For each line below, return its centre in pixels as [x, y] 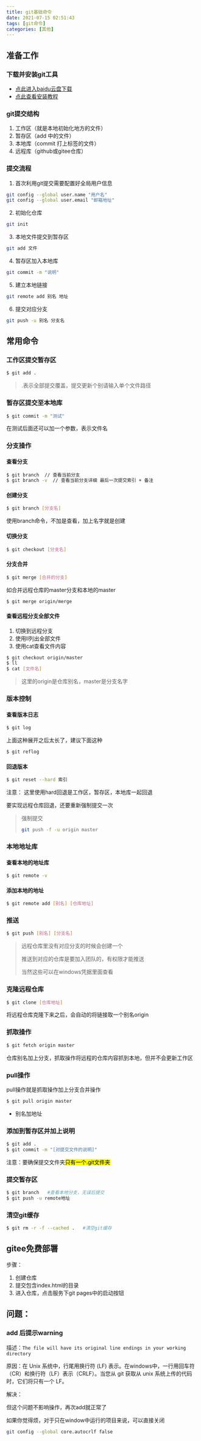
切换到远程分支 [34, 631]
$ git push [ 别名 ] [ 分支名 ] [40, 933]
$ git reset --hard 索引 [37, 780]
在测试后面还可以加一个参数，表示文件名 [57, 428]
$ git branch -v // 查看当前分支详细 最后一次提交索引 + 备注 [80, 481]
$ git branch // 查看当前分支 [43, 475]
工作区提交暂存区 [31, 360]
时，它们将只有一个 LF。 [37, 1381]
